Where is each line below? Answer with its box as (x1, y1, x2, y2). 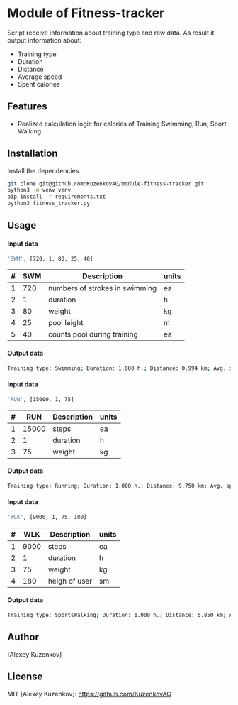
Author (7, 631, 39, 643)
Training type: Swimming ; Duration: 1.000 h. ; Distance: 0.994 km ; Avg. (7, 364, 227, 372)
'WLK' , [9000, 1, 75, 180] (7, 513, 87, 520)
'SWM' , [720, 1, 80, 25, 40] (7, 255, 93, 262)
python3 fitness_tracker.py (7, 200, 91, 207)
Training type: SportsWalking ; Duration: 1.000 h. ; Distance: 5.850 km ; (7, 612, 227, 619)
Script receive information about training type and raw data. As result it (7, 28, 215, 37)
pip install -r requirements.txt (7, 193, 106, 200)
